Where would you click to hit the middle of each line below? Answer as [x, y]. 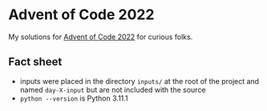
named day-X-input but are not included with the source [113, 89]
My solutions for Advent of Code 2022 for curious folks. [101, 37]
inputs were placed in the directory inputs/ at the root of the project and [139, 81]
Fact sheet [35, 62]
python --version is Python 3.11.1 [74, 98]
